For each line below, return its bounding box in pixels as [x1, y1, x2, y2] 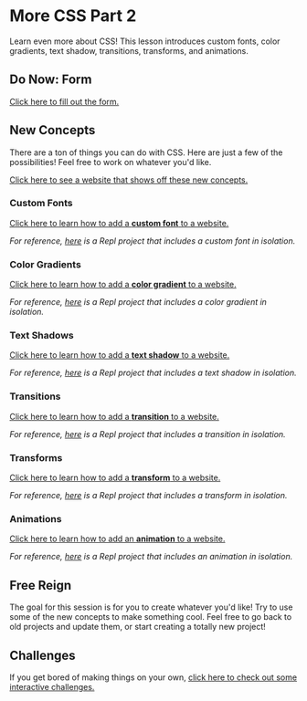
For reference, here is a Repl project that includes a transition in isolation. [9, 428, 286, 439]
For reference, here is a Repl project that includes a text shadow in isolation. [9, 367, 297, 379]
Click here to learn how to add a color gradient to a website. [9, 279, 237, 290]
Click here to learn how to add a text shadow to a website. [9, 350, 230, 361]
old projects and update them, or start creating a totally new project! [9, 622, 267, 633]
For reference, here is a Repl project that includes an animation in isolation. [9, 551, 293, 562]
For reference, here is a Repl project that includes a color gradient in [9, 297, 268, 308]
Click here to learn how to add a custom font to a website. [9, 217, 229, 228]
